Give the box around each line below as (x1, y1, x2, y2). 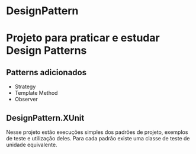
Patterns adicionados (6, 67, 87, 78)
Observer (14, 96, 38, 103)
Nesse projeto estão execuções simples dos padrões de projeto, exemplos (6, 129, 188, 136)
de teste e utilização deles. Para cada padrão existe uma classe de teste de (6, 135, 190, 142)
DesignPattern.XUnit (6, 113, 85, 123)
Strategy (14, 83, 36, 90)
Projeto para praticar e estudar (6, 31, 160, 45)
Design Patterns (6, 44, 87, 57)
